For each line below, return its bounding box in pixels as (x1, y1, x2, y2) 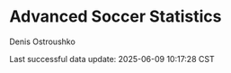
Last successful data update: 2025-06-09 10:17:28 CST (9, 53, 215, 64)
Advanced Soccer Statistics (9, 6, 222, 27)
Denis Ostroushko (9, 36, 76, 47)
